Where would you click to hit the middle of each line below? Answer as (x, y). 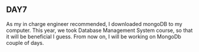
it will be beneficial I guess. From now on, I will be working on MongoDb (94, 36)
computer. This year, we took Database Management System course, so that (99, 30)
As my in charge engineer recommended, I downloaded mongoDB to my (94, 24)
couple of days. (25, 43)
